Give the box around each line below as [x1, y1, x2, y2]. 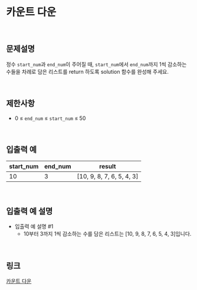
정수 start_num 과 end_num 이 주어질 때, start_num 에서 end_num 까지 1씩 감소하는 [6, 60, 187, 68]
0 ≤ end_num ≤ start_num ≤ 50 [14, 115, 86, 122]
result [99, 162, 116, 171]
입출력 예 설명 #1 [14, 223, 54, 230]
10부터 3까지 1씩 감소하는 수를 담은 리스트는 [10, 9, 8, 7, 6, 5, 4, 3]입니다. [23, 230, 192, 237]
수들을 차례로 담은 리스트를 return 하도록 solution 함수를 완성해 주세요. [6, 68, 169, 75]
